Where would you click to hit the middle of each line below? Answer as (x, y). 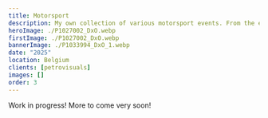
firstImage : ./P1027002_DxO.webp (64, 38)
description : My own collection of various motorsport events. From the (132, 23)
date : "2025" (30, 53)
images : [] (26, 75)
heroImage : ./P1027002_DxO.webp (62, 30)
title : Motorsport (39, 16)
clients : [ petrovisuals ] (49, 68)
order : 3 (23, 82)
